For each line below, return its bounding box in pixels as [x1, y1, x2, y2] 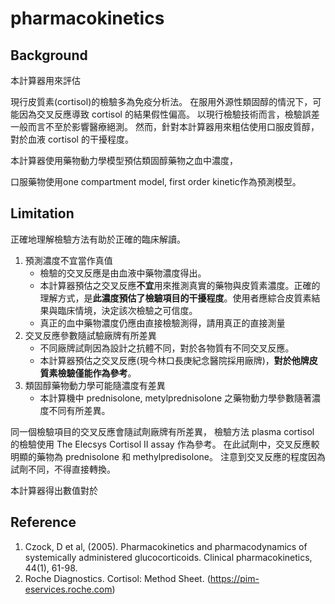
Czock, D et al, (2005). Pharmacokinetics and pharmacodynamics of [24, 540, 308, 552]
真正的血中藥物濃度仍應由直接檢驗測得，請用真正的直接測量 [39, 317, 286, 329]
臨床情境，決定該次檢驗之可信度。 [57, 304, 198, 316]
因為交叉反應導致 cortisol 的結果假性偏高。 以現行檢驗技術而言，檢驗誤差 [18, 108, 320, 120]
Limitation [10, 205, 75, 222]
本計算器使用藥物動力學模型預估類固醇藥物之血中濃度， [10, 155, 238, 166]
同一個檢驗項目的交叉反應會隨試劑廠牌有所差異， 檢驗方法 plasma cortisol [10, 425, 315, 437]
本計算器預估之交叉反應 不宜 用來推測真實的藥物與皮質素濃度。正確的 [39, 279, 321, 291]
